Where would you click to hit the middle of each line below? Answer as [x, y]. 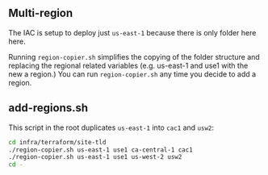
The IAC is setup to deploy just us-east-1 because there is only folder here [132, 32]
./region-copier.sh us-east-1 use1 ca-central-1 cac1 [101, 150]
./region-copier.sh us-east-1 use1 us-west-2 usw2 [95, 157]
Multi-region [41, 13]
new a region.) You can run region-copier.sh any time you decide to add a [132, 74]
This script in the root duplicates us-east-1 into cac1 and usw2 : [111, 127]
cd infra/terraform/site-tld [57, 142]
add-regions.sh [48, 108]
